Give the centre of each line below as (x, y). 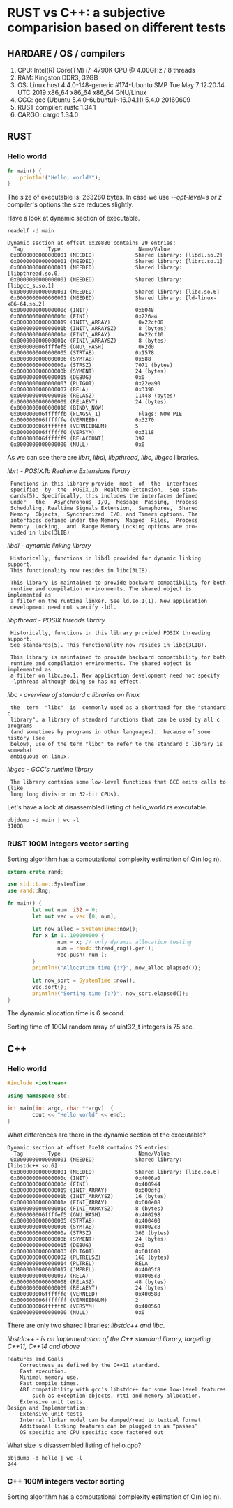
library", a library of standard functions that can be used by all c (115, 720)
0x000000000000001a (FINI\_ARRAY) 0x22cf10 (87, 335)
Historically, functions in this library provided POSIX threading (110, 633)
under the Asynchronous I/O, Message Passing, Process (104, 502)
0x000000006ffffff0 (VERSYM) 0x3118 (82, 433)
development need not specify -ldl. (63, 607)
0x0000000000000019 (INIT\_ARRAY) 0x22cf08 (87, 322)
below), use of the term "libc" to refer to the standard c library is (116, 745)
